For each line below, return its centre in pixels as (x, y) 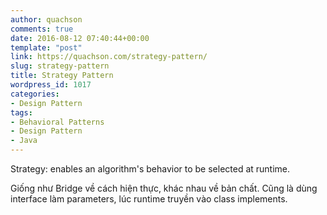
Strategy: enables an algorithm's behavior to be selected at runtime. (150, 169)
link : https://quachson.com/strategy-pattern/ (109, 57)
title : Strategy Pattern (62, 76)
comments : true (42, 29)
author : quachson (46, 19)
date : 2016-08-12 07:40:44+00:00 (80, 38)
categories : (35, 94)
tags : (21, 112)
